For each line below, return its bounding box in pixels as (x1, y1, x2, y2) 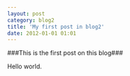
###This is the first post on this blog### (7, 49, 124, 57)
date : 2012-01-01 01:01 (7, 29, 77, 37)
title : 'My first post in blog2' (7, 23, 105, 30)
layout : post (7, 10, 45, 17)
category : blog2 (7, 17, 55, 24)
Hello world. (7, 62, 42, 70)
